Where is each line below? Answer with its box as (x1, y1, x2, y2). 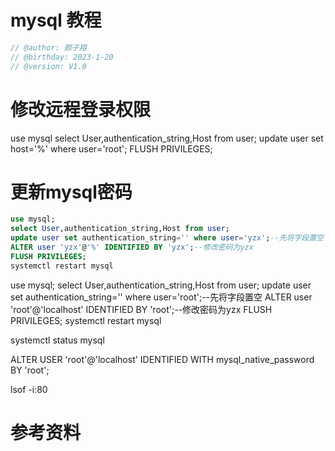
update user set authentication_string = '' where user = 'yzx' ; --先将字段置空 (10, 233, 325, 243)
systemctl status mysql (10, 334, 105, 346)
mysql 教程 (10, 9, 102, 32)
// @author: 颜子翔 (10, 42, 87, 53)
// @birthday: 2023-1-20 (10, 52, 114, 62)
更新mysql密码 (10, 181, 133, 203)
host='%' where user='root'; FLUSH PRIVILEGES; (10, 142, 213, 155)
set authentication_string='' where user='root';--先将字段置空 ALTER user (10, 291, 313, 303)
